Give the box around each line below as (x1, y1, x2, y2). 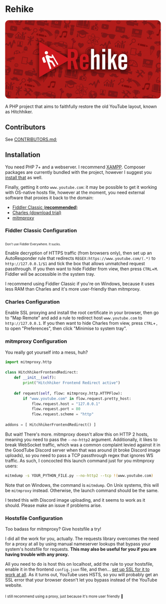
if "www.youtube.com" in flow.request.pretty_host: (23, 396, 132, 401)
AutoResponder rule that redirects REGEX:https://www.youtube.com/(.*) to (5, 255, 156, 261)
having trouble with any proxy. (5, 551, 69, 557)
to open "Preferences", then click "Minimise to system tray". (5, 325, 127, 331)
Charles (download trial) (12, 210, 62, 216)
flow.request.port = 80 (31, 406, 81, 412)
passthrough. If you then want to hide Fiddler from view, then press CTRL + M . (5, 266, 159, 272)
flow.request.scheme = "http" (31, 412, 94, 417)
